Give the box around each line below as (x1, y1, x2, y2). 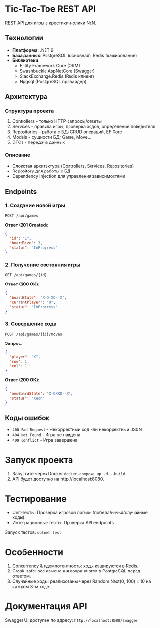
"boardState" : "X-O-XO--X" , (9, 295, 67, 300)
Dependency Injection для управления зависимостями (12, 173, 126, 179)
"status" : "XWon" (9, 396, 45, 400)
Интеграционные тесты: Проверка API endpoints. (12, 520, 115, 526)
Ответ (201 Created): (5, 222, 49, 228)
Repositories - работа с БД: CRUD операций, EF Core (12, 129, 122, 135)
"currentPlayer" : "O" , (9, 300, 56, 305)
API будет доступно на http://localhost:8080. (12, 476, 104, 482)
